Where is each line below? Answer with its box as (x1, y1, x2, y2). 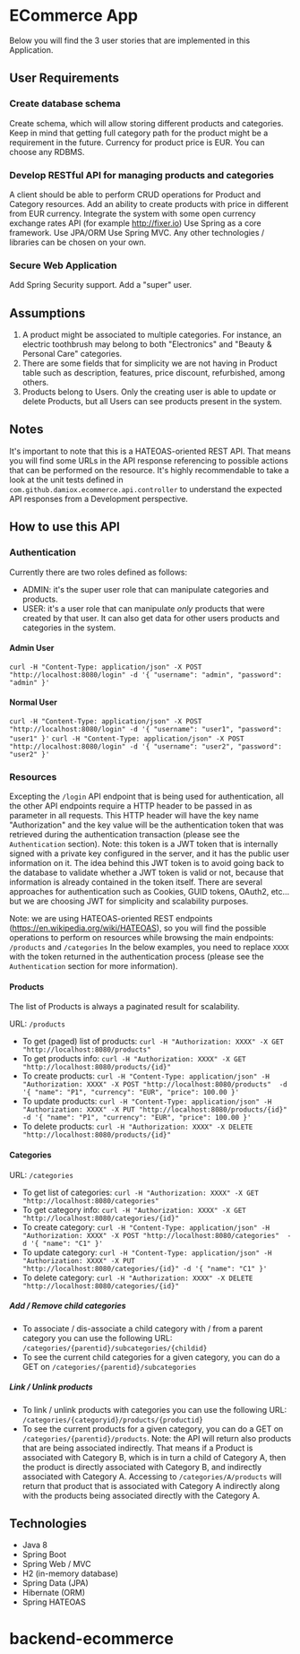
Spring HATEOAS (21, 1597, 87, 1607)
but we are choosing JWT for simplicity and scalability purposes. (9, 896, 249, 906)
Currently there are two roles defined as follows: (9, 567, 188, 577)
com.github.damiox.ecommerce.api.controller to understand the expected (9, 483, 282, 494)
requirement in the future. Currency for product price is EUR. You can (9, 136, 265, 148)
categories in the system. (21, 622, 116, 633)
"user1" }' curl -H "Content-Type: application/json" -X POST (9, 734, 244, 743)
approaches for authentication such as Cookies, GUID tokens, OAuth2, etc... (9, 887, 290, 897)
